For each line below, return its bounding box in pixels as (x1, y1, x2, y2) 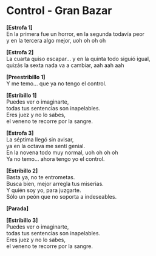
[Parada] (6, 205, 29, 212)
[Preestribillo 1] (6, 73, 46, 80)
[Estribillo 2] (6, 167, 38, 174)
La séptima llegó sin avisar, (6, 135, 74, 143)
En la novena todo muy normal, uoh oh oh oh (6, 149, 118, 156)
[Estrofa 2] (6, 48, 34, 55)
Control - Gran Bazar (6, 4, 112, 18)
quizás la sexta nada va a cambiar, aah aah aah (6, 62, 124, 69)
